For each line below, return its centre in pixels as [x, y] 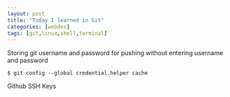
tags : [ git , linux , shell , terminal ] [58, 33]
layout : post [26, 14]
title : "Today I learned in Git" [56, 20]
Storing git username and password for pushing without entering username [115, 53]
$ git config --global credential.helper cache [78, 73]
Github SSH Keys [32, 86]
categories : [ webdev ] [39, 27]
